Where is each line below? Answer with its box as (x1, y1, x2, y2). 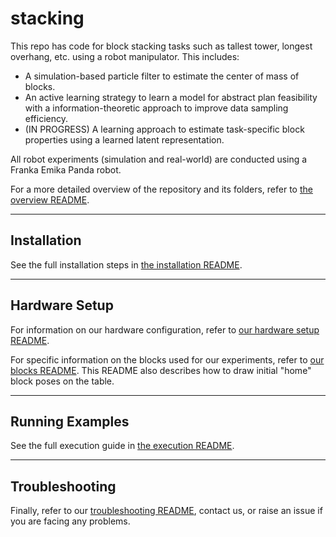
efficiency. (24, 112, 68, 124)
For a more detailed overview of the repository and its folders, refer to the (10, 183, 313, 195)
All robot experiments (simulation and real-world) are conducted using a (10, 153, 308, 165)
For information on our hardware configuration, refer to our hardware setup (10, 323, 320, 336)
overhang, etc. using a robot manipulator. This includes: (10, 50, 240, 62)
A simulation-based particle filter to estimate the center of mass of (24, 70, 300, 82)
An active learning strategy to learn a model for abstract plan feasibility (24, 91, 318, 103)
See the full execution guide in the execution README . (10, 440, 235, 452)
